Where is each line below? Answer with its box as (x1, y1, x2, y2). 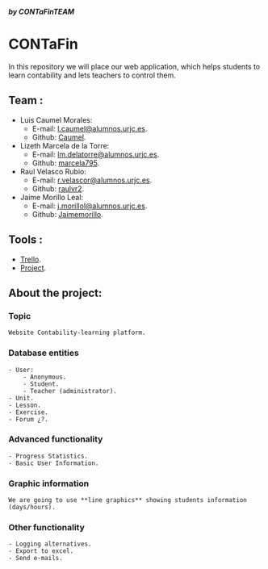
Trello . (19, 254, 42, 264)
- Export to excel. (8, 547, 74, 555)
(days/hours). (8, 504, 57, 512)
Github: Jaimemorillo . (31, 209, 103, 219)
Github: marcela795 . (31, 157, 100, 168)
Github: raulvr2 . (31, 183, 85, 193)
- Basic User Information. (8, 459, 99, 467)
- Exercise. (8, 408, 48, 416)
